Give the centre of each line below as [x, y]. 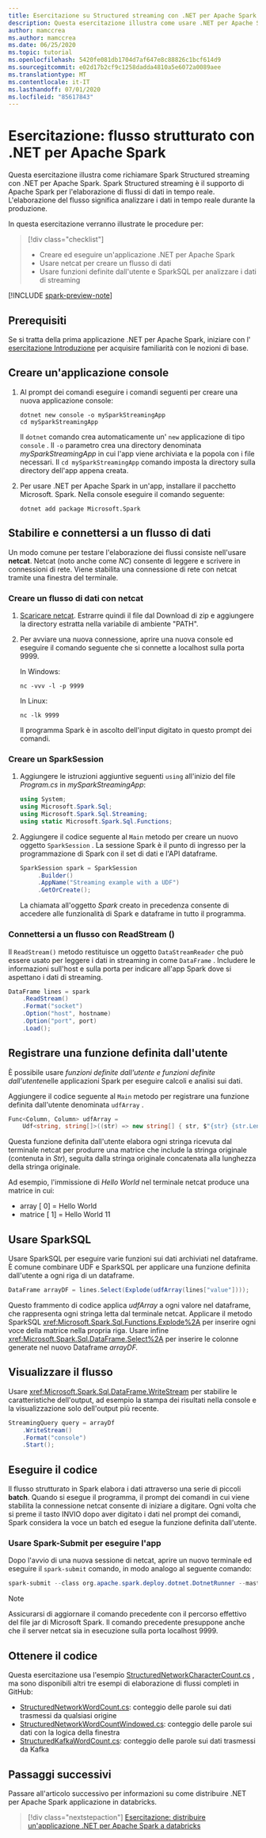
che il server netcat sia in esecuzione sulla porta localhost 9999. [113, 1631]
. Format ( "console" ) [55, 1438]
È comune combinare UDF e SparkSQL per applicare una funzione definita [129, 1267]
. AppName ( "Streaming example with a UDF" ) [108, 883]
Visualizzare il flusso [61, 1372]
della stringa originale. [44, 1167]
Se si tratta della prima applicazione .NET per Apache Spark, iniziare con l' [129, 339]
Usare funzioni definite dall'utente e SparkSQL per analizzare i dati [148, 272]
